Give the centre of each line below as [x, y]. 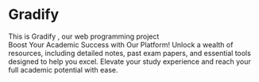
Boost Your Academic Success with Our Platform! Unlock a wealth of [121, 44]
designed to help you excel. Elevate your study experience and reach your [130, 61]
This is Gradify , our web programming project [84, 36]
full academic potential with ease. [63, 69]
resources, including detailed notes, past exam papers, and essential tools [130, 53]
